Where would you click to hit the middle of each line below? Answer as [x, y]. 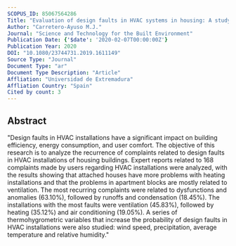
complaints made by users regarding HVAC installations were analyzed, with [118, 167]
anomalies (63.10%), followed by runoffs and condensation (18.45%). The [113, 197]
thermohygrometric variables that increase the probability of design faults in [117, 219]
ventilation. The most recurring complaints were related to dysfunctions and [117, 190]
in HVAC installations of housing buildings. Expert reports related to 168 [111, 160]
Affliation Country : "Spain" [50, 86]
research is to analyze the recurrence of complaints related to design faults [116, 153]
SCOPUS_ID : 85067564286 [42, 14]
